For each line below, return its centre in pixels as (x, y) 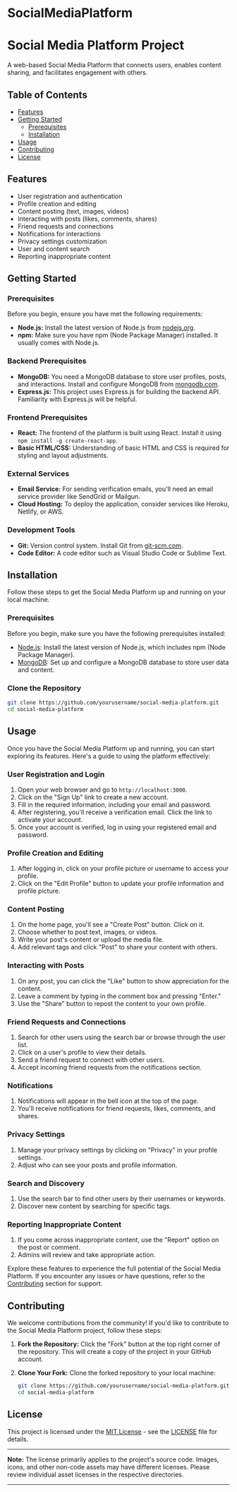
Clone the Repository (44, 688)
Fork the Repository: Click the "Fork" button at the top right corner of (119, 1344)
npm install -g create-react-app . (67, 441)
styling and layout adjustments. (63, 456)
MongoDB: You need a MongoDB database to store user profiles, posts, (122, 376)
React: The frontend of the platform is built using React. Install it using (120, 433)
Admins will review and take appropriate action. (86, 1255)
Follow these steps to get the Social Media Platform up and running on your (117, 592)
